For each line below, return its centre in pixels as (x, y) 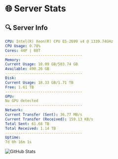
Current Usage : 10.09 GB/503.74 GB (42, 64)
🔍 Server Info (27, 28)
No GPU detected (22, 101)
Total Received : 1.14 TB (30, 128)
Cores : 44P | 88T (23, 50)
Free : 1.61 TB (20, 87)
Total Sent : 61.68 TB (27, 124)
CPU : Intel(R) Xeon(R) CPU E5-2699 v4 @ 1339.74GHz (59, 41)
